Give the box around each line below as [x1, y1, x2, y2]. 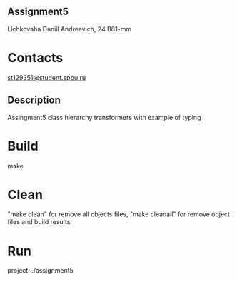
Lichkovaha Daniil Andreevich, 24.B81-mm [7, 24, 132, 33]
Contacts [7, 50, 64, 66]
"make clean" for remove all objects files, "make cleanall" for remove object [7, 210, 231, 218]
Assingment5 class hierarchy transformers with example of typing [7, 113, 201, 121]
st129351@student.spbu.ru [7, 73, 86, 81]
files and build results [7, 218, 71, 226]
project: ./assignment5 [7, 266, 74, 275]
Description [7, 94, 61, 106]
